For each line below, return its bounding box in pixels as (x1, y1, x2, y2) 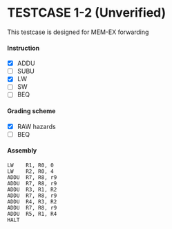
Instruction (7, 44, 40, 52)
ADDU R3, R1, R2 (7, 186, 57, 193)
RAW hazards (17, 122, 57, 130)
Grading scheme (7, 107, 56, 115)
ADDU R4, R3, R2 (7, 198, 57, 205)
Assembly (7, 146, 37, 155)
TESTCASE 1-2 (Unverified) (7, 5, 166, 21)
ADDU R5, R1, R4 (7, 210, 57, 217)
